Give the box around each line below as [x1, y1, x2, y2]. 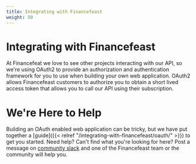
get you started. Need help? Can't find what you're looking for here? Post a [6, 138, 191, 146]
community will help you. [6, 151, 67, 158]
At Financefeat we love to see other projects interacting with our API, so [6, 60, 183, 67]
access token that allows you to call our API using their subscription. [6, 85, 174, 92]
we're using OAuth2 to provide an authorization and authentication [6, 66, 170, 73]
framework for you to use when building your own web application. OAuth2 [6, 72, 191, 79]
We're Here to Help [6, 106, 102, 119]
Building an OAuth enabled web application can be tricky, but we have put [6, 126, 188, 133]
